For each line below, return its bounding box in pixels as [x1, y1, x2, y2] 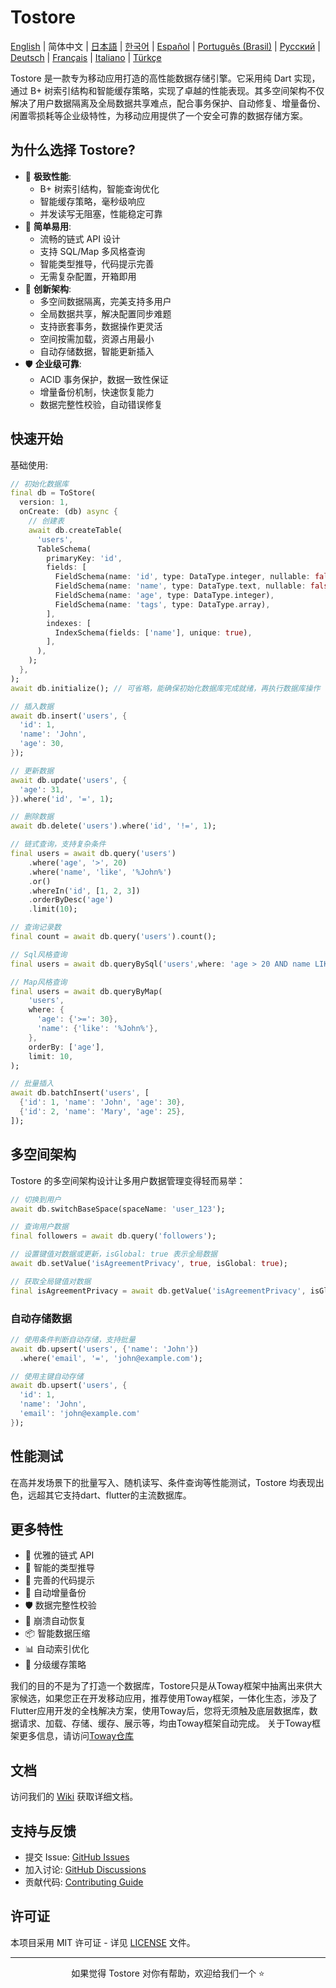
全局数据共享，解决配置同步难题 [39, 307, 172, 320]
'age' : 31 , [19, 784, 65, 795]
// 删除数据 [10, 812, 55, 822]
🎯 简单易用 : [24, 220, 72, 232]
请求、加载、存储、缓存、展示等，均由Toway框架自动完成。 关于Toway [18, 1717, 313, 1730]
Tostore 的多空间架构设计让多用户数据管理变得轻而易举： [10, 1174, 246, 1186]
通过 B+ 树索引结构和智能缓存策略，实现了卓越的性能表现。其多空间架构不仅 [10, 84, 325, 96]
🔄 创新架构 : [24, 282, 72, 295]
